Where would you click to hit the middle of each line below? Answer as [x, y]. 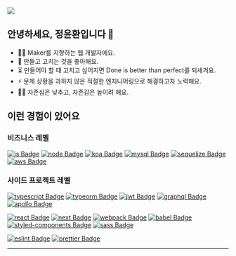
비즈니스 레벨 [28, 138]
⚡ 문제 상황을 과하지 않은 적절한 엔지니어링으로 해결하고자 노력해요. [109, 81]
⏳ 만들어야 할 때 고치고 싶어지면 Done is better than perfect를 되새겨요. [117, 70]
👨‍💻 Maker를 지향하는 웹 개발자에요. [66, 53]
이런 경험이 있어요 [44, 116]
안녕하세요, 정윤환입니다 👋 [61, 34]
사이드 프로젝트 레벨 [39, 180]
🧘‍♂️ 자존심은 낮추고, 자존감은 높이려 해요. [73, 92]
